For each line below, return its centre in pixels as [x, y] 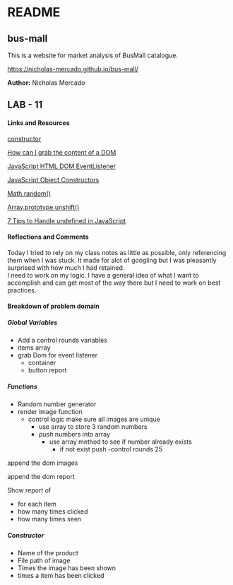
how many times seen [49, 519]
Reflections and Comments [48, 237]
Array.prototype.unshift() [43, 207]
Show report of [29, 490]
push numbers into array [74, 435]
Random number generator [57, 404]
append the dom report [41, 477]
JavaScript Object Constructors [53, 179]
